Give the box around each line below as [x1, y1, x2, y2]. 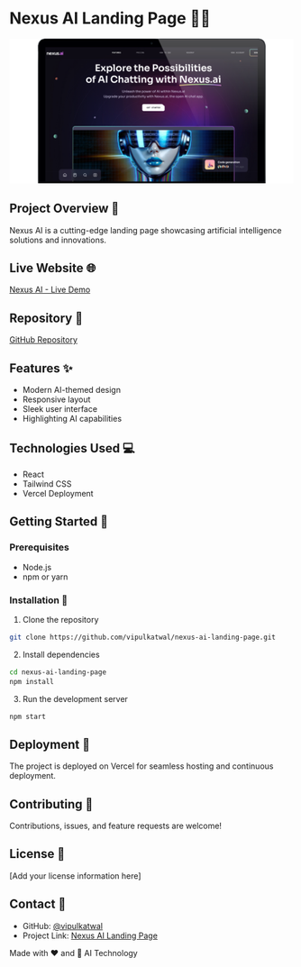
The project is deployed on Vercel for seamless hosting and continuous [9, 761, 274, 771]
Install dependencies [22, 649, 101, 660]
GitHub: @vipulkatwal [22, 920, 104, 931]
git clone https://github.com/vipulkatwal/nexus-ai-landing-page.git [9, 633, 277, 642]
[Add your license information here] [9, 870, 141, 881]
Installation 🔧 [9, 594, 68, 607]
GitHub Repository [9, 334, 78, 345]
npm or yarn [22, 571, 68, 582]
